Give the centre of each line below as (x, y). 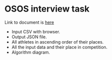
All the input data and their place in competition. (59, 47)
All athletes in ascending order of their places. (57, 42)
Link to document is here (29, 22)
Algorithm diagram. (31, 52)
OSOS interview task (47, 9)
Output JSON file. (29, 37)
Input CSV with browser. (36, 31)
